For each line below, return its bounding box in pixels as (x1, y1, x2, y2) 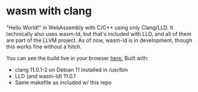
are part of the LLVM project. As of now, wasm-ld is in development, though (6, 36, 193, 44)
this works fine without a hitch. (6, 43, 82, 50)
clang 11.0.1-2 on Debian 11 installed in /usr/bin (14, 66, 128, 73)
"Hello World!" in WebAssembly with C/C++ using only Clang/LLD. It (6, 24, 174, 31)
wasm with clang (6, 4, 92, 18)
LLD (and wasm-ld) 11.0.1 (14, 72, 76, 79)
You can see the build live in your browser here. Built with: (6, 54, 149, 62)
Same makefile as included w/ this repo (14, 79, 112, 86)
